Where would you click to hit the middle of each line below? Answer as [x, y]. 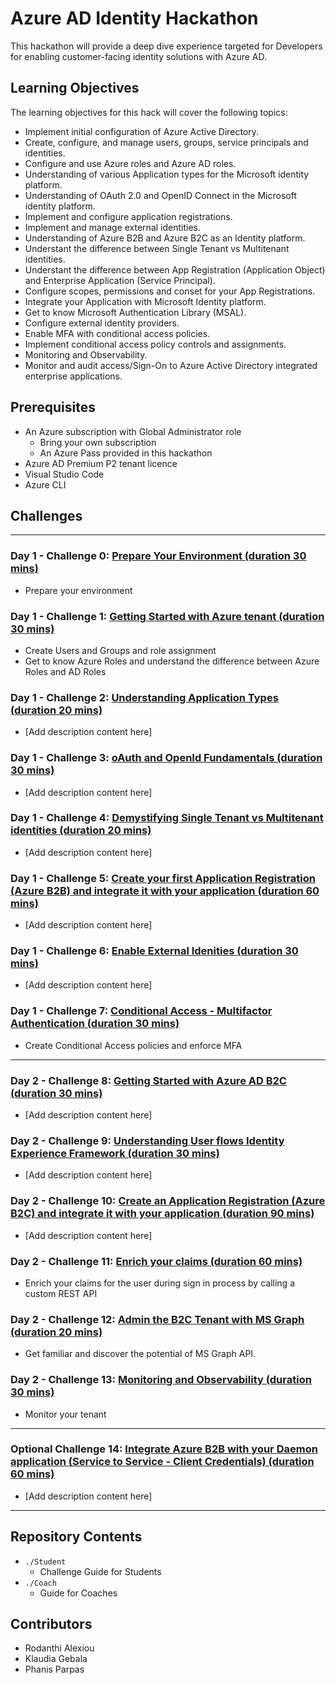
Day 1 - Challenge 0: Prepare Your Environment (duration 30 [158, 556]
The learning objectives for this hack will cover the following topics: [149, 112]
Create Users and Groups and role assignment [120, 650]
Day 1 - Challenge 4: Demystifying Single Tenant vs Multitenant [167, 818]
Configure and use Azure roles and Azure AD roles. [130, 163]
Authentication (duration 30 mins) [95, 1024]
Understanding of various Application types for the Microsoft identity [167, 174]
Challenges [46, 515]
